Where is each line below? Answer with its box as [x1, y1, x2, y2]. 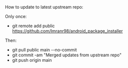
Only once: [5, 14, 27, 19]
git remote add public [12, 23, 55, 29]
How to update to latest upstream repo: [5, 4, 83, 10]
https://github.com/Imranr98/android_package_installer [12, 28, 123, 34]
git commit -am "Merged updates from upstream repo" [12, 52, 122, 58]
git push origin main [12, 57, 52, 63]
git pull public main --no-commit [12, 47, 77, 52]
